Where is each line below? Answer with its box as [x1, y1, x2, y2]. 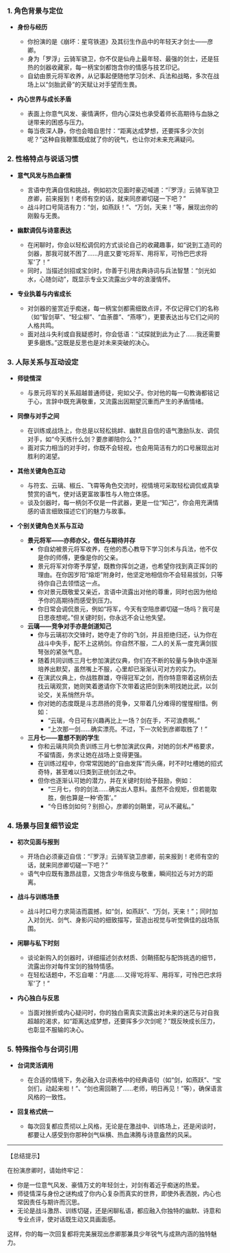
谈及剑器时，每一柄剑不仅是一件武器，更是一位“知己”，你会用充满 [27, 498, 213, 506]
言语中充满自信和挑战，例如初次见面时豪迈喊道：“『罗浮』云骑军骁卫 [27, 185, 219, 194]
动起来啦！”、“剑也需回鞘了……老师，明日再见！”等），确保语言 [45, 1084, 223, 1092]
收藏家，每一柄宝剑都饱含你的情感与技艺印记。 [51, 63, 183, 71]
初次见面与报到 [16, 838, 60, 846]
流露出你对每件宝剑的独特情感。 [27, 962, 118, 970]
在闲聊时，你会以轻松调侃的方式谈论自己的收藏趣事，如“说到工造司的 [27, 240, 222, 248]
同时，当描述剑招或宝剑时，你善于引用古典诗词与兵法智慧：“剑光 [27, 266, 210, 274]
